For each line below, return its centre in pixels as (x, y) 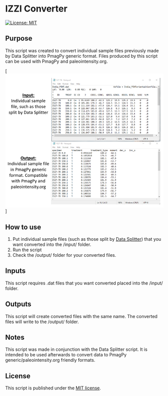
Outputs (18, 304)
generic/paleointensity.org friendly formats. (50, 360)
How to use (23, 227)
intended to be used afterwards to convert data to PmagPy (66, 355)
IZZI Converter (36, 9)
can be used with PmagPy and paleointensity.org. (57, 61)
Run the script (27, 250)
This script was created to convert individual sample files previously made (82, 50)
